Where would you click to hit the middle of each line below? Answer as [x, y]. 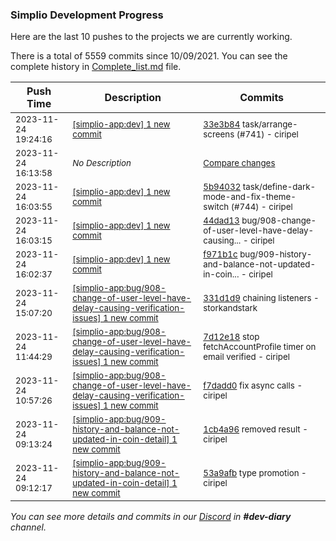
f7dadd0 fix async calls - [253, 386]
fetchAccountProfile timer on [260, 347]
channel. [28, 527]
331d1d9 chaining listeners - [261, 298]
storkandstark [230, 308]
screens [219, 134]
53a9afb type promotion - [255, 473]
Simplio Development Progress [87, 15]
